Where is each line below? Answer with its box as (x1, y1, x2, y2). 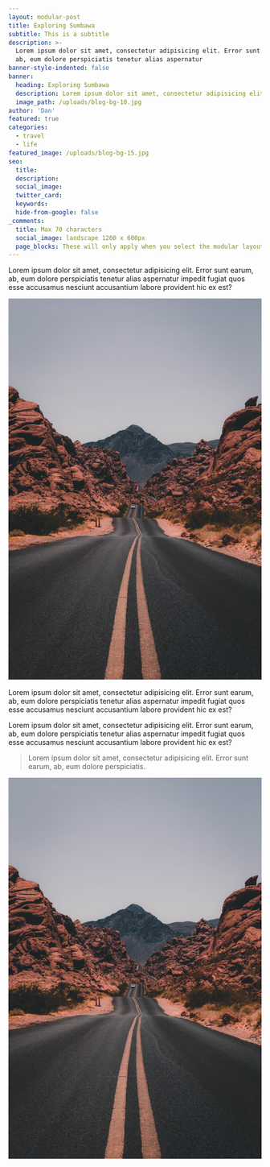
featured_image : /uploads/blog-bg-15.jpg (8, 149, 149, 157)
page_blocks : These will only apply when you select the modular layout (15, 242, 264, 250)
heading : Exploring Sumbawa (15, 81, 110, 89)
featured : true (8, 115, 59, 123)
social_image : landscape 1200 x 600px (15, 234, 146, 242)
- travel (15, 132, 45, 140)
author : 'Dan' (8, 106, 56, 114)
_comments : (8, 217, 45, 225)
